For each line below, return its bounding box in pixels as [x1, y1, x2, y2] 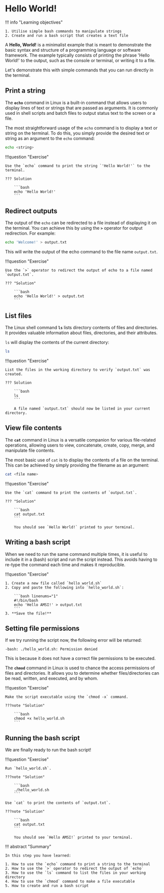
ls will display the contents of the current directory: [5, 340, 109, 345]
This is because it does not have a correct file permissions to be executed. [5, 655, 156, 661]
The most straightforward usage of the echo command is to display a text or [5, 125, 158, 131]
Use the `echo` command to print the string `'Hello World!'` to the [5, 163, 151, 168]
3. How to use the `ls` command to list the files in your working [5, 870, 146, 875]
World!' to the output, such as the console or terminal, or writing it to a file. [5, 57, 156, 63]
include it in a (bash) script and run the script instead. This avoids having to [5, 556, 158, 562]
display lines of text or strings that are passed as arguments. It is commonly [5, 104, 158, 111]
